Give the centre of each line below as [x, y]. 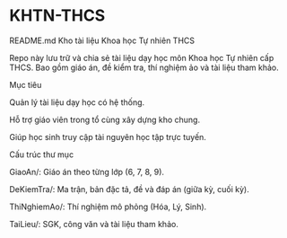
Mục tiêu [26, 84]
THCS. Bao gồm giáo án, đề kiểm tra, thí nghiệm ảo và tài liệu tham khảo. [144, 67]
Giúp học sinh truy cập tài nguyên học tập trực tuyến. [108, 137]
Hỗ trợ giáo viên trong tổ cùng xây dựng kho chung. [104, 119]
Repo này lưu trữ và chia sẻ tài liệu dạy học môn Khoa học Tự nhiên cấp [142, 57]
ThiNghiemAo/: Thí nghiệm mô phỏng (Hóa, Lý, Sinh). [108, 207]
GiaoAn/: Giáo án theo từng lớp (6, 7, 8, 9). [87, 172]
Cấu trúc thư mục [42, 154]
